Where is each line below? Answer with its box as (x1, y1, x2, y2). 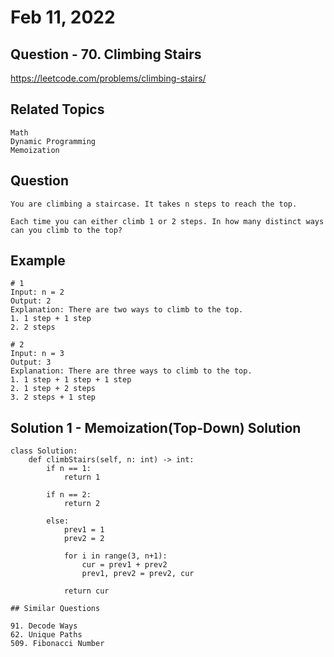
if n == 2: (46, 490, 92, 500)
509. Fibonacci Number (10, 639, 105, 649)
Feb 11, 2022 (10, 6, 116, 29)
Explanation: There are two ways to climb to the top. (10, 305, 244, 315)
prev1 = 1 (63, 525, 105, 535)
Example (10, 252, 66, 270)
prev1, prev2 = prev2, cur (81, 569, 195, 579)
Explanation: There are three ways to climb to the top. (10, 366, 253, 376)
